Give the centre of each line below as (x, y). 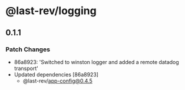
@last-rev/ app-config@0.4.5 (57, 81)
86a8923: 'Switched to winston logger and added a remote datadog (96, 62)
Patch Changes (28, 49)
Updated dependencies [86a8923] (56, 74)
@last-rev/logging (51, 11)
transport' (26, 68)
